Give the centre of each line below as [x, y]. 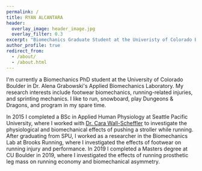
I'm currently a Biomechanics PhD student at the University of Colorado [95, 79]
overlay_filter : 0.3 [37, 34]
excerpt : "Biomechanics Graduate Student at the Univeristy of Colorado [99, 40]
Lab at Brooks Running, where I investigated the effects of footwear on [94, 142]
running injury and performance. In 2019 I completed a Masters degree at [97, 149]
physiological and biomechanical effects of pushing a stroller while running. [100, 129]
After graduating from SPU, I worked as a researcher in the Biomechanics [97, 135]
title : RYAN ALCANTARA [35, 17]
